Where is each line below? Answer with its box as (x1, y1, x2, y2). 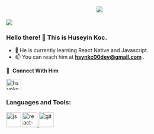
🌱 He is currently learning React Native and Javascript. (14, 47, 149, 54)
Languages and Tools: (6, 98, 71, 107)
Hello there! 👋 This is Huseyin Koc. (6, 33, 108, 42)
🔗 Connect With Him (6, 67, 59, 74)
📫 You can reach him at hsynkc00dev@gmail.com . (14, 53, 145, 60)
